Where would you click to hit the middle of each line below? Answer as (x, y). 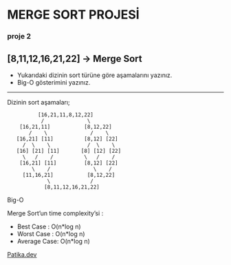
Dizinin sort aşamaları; (38, 102)
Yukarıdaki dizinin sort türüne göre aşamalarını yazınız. (95, 75)
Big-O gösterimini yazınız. (54, 82)
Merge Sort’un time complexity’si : (55, 213)
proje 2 (19, 36)
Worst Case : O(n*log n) (51, 233)
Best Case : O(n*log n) (49, 226)
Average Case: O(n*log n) (54, 241)
